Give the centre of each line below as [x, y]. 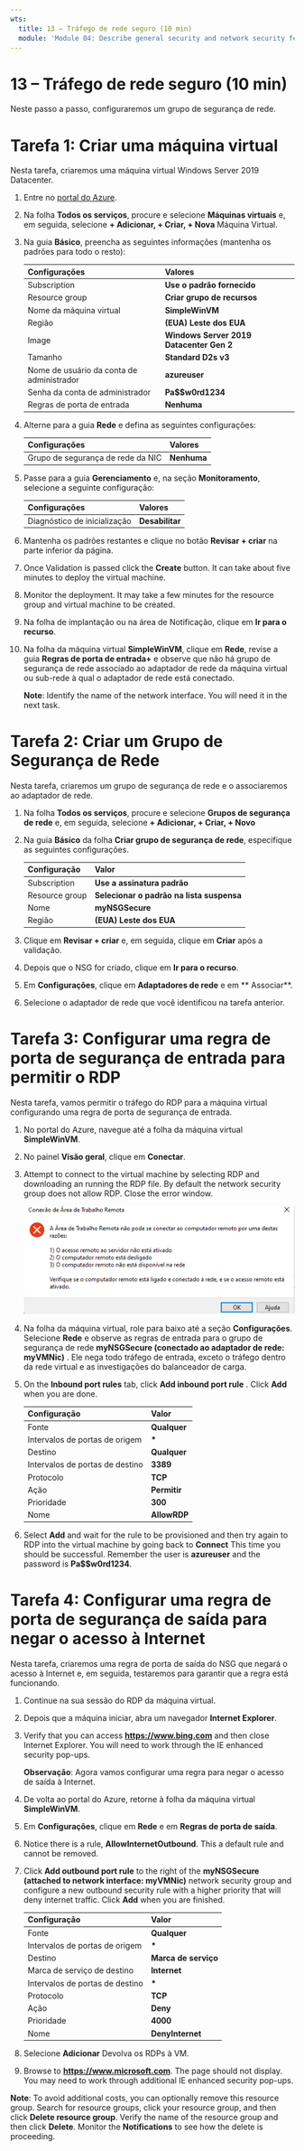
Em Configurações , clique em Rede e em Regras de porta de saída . [150, 1826]
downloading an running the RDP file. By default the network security [152, 1183]
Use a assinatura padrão [141, 883]
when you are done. [60, 1393]
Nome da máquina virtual [74, 310]
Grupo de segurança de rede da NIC [95, 458]
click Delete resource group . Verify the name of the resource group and [144, 2118]
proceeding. [33, 2137]
